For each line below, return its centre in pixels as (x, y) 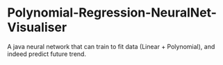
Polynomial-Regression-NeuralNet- (112, 13)
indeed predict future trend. (47, 54)
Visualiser (37, 27)
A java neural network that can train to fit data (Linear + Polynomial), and (111, 46)
